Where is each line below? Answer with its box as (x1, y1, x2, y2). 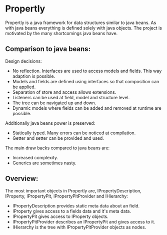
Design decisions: (5, 58, 42, 64)
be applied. (12, 84, 36, 90)
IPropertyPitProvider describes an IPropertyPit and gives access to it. (12, 218, 155, 224)
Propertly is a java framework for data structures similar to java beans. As (5, 20, 156, 26)
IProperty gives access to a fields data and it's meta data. (12, 208, 131, 214)
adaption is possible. (12, 73, 55, 79)
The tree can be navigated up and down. (12, 100, 96, 106)
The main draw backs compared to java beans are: (5, 145, 110, 151)
